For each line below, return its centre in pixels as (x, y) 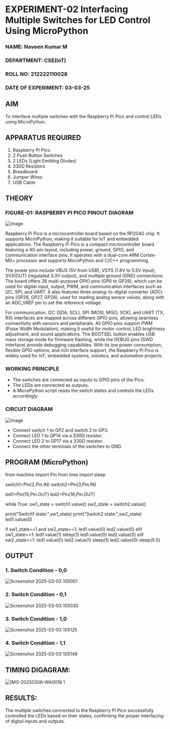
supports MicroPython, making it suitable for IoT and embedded (72, 239)
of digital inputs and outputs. (35, 721)
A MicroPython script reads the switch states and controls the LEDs (83, 391)
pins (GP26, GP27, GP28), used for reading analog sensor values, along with (85, 297)
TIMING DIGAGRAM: (38, 670)
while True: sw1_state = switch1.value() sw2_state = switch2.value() (76, 504)
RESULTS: (21, 698)
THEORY (19, 198)
